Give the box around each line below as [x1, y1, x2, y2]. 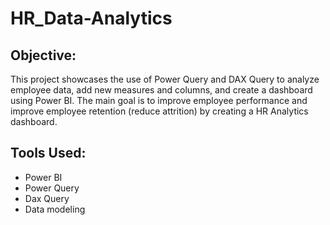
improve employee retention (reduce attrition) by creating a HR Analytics [10, 105, 309, 117]
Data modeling [24, 203, 86, 215]
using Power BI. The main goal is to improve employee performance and [10, 95, 308, 106]
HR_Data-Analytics [10, 7, 173, 30]
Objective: [10, 47, 77, 64]
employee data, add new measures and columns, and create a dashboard [10, 84, 313, 96]
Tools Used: [10, 145, 87, 162]
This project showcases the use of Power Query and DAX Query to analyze [10, 73, 320, 85]
